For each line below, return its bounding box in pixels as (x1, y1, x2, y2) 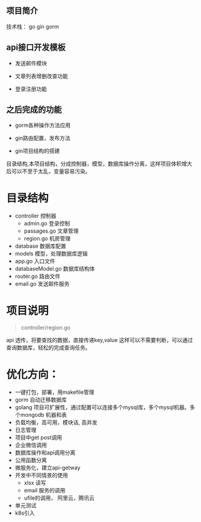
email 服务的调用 (23, 487, 66, 494)
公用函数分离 (14, 457, 47, 464)
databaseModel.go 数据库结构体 (14, 265, 95, 272)
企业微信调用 (14, 442, 47, 449)
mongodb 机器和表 (20, 411, 67, 419)
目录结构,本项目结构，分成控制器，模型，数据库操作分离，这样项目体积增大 (6, 160, 193, 167)
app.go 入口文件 (14, 257, 55, 265)
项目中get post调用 (14, 434, 62, 441)
